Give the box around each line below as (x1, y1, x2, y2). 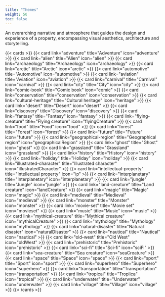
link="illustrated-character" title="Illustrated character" (5, 160, 117, 166)
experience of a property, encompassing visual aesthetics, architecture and (5, 35, 159, 41)
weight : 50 (5, 12, 28, 17)
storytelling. (5, 41, 30, 47)
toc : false (5, 16, 28, 21)
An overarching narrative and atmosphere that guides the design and (5, 30, 146, 36)
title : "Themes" (5, 7, 39, 12)
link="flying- (124, 113, 150, 119)
